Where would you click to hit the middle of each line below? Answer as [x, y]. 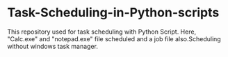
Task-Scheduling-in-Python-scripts [113, 13]
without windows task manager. [53, 46]
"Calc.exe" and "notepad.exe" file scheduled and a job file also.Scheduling [114, 38]
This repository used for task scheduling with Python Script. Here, [102, 32]
